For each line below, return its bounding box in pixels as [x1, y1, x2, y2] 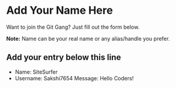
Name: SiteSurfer [14, 68, 58, 75]
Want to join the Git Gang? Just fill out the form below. [6, 23, 140, 31]
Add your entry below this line [6, 52, 121, 63]
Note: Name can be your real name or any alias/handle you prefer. [6, 35, 170, 42]
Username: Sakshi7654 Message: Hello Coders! [14, 74, 134, 81]
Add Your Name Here [6, 4, 113, 17]
